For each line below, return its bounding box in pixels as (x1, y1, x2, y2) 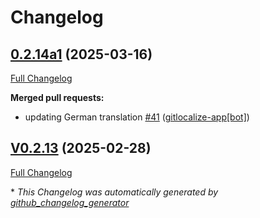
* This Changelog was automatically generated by (10, 186, 219, 198)
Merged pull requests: (10, 92, 105, 103)
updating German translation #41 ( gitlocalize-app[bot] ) (24, 111, 250, 123)
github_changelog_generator (10, 196, 130, 208)
